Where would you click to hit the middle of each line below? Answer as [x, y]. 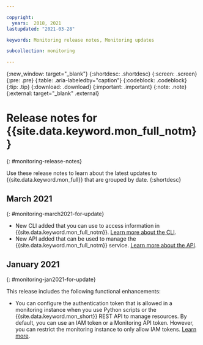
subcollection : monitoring [41, 51]
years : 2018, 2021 [37, 23]
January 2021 [33, 265]
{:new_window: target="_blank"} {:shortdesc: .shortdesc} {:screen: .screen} [102, 74]
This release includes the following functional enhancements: [83, 291]
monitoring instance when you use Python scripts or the [86, 309]
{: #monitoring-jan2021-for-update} [51, 279]
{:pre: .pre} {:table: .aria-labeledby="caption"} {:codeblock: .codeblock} [97, 80]
